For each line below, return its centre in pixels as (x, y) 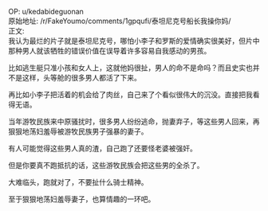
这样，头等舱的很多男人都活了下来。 (81, 78)
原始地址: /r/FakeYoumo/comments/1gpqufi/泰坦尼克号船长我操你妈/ (120, 21)
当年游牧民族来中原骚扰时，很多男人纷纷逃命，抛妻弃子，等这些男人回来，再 (134, 121)
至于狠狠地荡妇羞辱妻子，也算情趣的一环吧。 (82, 199)
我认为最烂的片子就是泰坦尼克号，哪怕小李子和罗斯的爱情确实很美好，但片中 (134, 41)
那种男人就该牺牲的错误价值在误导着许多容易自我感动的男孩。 (110, 51)
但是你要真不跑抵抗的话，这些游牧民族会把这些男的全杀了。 (106, 165)
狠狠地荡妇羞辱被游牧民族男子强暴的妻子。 (78, 131)
